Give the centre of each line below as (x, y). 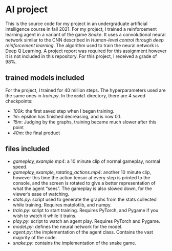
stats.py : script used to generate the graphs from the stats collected (85, 199)
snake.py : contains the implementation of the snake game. (74, 243)
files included (28, 149)
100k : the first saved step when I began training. (63, 111)
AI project (26, 9)
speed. (20, 166)
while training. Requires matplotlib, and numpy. (62, 205)
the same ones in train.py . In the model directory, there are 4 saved (76, 95)
